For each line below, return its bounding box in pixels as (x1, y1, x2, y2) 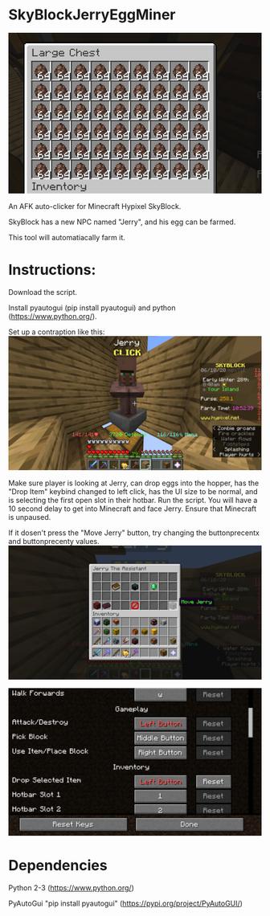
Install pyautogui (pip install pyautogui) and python (8, 303, 176, 313)
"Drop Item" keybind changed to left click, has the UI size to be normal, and (8, 486, 259, 496)
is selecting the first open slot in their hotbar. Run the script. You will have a (8, 495, 258, 505)
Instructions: (8, 261, 96, 279)
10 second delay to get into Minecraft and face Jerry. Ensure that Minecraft (8, 504, 257, 513)
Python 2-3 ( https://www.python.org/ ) (8, 883, 134, 893)
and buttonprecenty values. (8, 536, 100, 546)
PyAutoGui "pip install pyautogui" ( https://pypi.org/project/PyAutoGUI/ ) (8, 898, 243, 908)
